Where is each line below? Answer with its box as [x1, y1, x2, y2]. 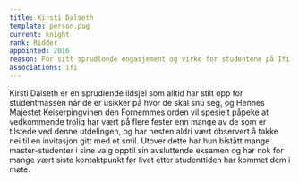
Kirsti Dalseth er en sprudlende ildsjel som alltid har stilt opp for [9, 87, 243, 99]
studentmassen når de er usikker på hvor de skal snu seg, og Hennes [9, 97, 266, 108]
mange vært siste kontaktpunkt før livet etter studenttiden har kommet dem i [9, 154, 291, 165]
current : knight [9, 30, 70, 39]
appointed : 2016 [9, 47, 70, 56]
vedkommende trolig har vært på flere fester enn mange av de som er [9, 116, 267, 126]
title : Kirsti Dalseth [9, 13, 94, 22]
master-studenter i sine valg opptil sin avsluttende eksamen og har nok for [9, 144, 284, 155]
